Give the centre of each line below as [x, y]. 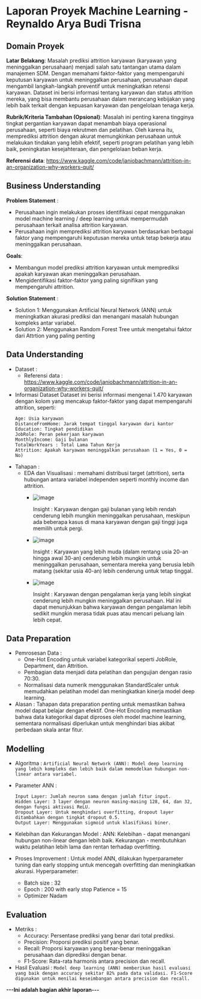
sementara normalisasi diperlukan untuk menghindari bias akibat [95, 723]
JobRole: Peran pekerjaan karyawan [59, 434]
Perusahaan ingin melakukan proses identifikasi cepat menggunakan [100, 212]
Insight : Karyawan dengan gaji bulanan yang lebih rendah [105, 509]
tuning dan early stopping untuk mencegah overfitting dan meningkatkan [105, 865]
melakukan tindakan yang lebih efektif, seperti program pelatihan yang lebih [100, 142]
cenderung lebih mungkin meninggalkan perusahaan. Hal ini [107, 600]
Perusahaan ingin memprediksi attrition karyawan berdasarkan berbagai [104, 231]
